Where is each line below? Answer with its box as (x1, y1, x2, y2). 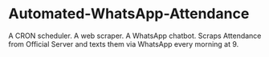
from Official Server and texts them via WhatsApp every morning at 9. (8, 39, 239, 48)
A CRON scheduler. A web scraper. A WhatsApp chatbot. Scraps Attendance (8, 31, 262, 40)
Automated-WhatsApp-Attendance (8, 5, 250, 23)
